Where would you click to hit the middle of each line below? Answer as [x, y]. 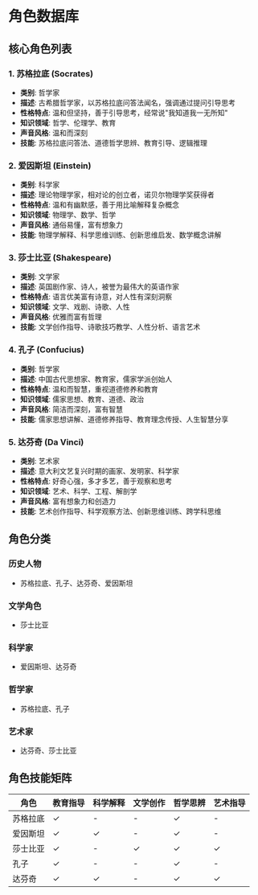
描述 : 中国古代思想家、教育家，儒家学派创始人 [96, 379]
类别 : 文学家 [40, 277]
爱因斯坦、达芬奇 [48, 667]
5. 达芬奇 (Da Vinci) [46, 441]
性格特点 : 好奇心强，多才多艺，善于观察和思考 [96, 481]
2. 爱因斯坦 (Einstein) [50, 166]
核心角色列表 [40, 49]
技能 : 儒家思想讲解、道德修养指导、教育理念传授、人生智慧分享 [124, 419]
